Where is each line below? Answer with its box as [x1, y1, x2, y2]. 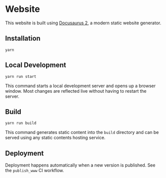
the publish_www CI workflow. [5, 168, 64, 174]
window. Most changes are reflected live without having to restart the [5, 88, 147, 94]
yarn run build [5, 120, 37, 126]
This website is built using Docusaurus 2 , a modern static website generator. [5, 20, 162, 26]
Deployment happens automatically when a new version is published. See [5, 162, 156, 168]
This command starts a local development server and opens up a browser [5, 83, 156, 89]
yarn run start [5, 74, 37, 79]
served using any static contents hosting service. [5, 135, 106, 141]
